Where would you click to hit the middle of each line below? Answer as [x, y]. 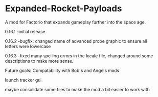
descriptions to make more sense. [39, 61]
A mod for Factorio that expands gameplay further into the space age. [75, 22]
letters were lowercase [28, 46]
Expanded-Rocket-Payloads [64, 9]
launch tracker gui [23, 80]
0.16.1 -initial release [25, 31]
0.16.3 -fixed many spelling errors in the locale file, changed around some [79, 56]
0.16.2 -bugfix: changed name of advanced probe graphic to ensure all [76, 41]
